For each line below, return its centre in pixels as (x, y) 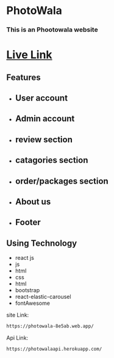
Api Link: (17, 338)
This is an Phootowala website (52, 30)
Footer (28, 222)
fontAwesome (33, 303)
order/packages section (62, 181)
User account (41, 98)
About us (33, 202)
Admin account (45, 119)
